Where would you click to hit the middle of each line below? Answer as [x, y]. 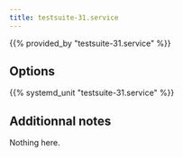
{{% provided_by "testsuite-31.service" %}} [90, 43]
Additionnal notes [60, 121]
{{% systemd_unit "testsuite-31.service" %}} [92, 93]
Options [32, 71]
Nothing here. [35, 143]
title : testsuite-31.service [64, 17]
